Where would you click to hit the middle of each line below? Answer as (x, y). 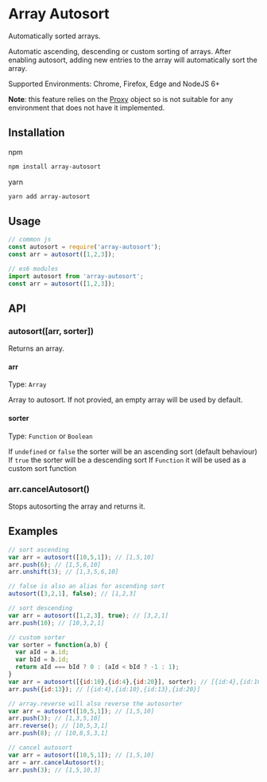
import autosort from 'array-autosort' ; (76, 276)
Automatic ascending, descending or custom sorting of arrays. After (120, 51)
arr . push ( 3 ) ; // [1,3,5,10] (55, 718)
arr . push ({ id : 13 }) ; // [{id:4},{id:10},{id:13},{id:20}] (104, 689)
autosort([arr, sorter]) (51, 331)
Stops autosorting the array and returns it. (77, 506)
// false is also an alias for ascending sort (87, 587)
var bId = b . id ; (42, 660)
